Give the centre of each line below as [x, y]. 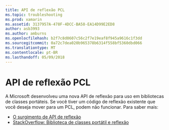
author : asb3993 [22, 29]
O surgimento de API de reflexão [47, 117]
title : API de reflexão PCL [35, 10]
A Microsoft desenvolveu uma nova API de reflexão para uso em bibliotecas [85, 96]
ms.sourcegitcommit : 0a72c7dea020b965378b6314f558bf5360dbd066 [74, 43]
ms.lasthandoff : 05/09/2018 [35, 57]
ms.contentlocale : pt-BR [32, 52]
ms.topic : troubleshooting [34, 15]
